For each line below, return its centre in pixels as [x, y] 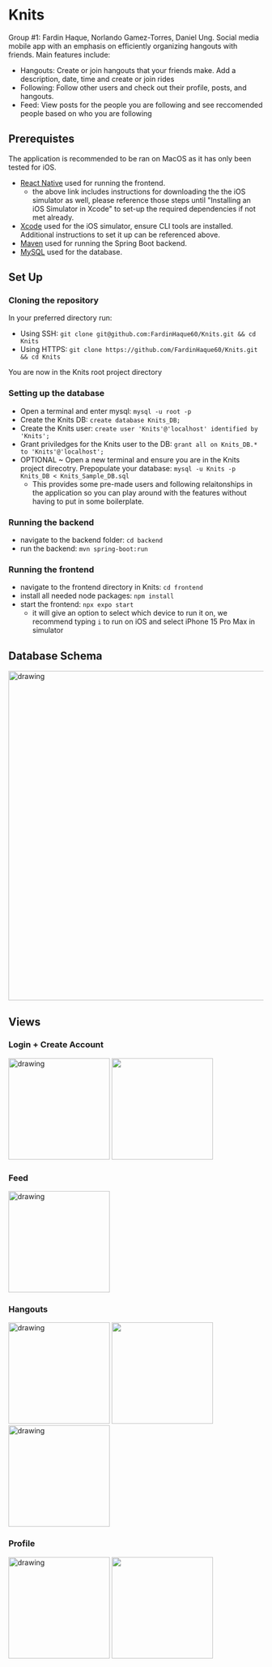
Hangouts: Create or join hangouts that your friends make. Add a [128, 70]
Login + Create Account [56, 1045]
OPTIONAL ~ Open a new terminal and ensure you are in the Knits [130, 459]
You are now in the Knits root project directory [85, 372]
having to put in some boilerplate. [88, 501]
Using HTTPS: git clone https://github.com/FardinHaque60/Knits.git [139, 350]
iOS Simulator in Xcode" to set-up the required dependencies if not [144, 208]
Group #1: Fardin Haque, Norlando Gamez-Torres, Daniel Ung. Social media [134, 37]
